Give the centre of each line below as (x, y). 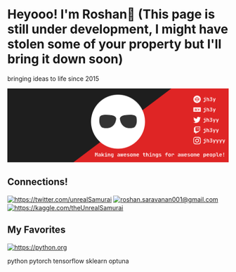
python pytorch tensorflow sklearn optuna (68, 261)
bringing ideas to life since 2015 (53, 78)
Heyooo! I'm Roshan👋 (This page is (111, 14)
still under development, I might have (118, 29)
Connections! (38, 182)
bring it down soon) (65, 59)
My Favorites (37, 230)
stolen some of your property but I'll (114, 44)
